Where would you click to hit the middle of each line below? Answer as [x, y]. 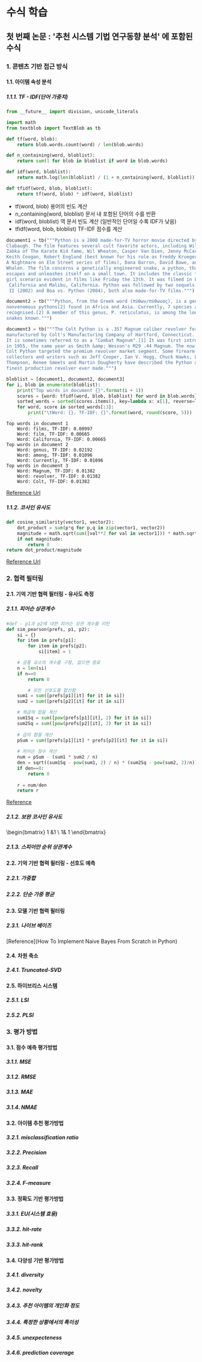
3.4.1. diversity [25, 1275]
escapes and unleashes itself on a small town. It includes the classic [99, 274]
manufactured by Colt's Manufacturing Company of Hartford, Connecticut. [101, 335]
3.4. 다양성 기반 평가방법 [35, 1260]
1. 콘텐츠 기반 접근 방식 [37, 66]
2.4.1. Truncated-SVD [34, 969]
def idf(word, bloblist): [38, 172]
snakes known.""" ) [29, 319]
